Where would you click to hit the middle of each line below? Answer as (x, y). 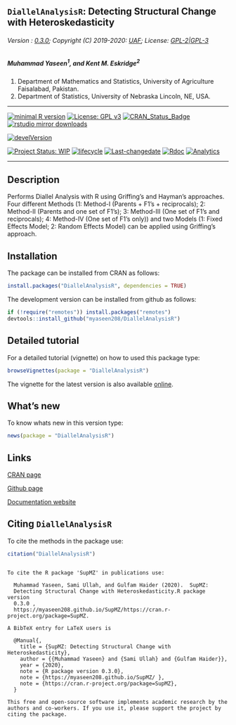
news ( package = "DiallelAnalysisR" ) (61, 436)
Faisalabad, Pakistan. (48, 89)
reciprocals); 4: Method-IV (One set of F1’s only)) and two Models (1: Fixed (115, 219)
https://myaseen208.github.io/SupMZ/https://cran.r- (92, 610)
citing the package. (38, 714)
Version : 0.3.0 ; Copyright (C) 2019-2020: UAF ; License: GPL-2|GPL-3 (108, 40)
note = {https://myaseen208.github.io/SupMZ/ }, (92, 677)
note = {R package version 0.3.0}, (72, 671)
